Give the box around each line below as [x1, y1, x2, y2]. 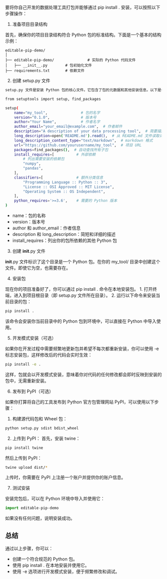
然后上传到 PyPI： [5, 455, 42, 461]
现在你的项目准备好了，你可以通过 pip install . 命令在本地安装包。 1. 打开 [5, 286, 153, 292]
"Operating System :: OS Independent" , [23, 189, 106, 194]
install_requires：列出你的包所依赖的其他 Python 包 [12, 237, 117, 243]
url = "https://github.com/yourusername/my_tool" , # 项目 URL [14, 143, 142, 148]
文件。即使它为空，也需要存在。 [5, 265, 71, 271]
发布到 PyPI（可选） [12, 388, 54, 394]
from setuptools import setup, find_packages [5, 96, 101, 101]
